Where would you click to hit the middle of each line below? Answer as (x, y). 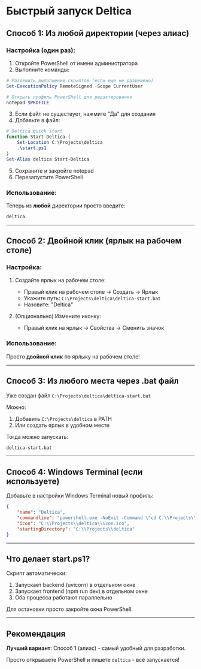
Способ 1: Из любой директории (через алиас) (98, 33)
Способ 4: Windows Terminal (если (74, 472)
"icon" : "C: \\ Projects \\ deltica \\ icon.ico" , (73, 523)
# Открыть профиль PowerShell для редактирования (69, 97)
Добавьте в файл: (37, 120)
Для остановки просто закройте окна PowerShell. (70, 609)
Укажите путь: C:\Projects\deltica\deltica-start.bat (92, 299)
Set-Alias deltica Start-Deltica (48, 159)
